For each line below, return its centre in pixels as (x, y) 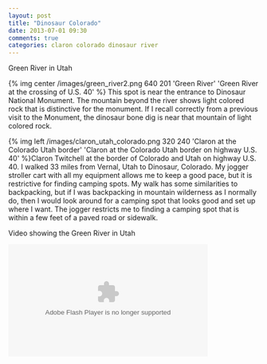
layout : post (30, 16)
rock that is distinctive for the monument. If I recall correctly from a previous (133, 109)
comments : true (33, 38)
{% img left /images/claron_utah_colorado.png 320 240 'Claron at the (122, 141)
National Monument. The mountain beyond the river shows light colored (126, 101)
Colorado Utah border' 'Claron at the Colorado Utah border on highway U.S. (133, 150)
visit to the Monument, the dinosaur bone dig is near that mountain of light (130, 117)
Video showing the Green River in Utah (72, 233)
